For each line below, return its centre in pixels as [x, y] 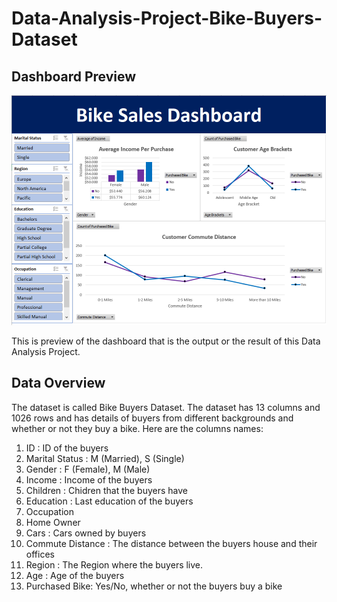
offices [40, 554]
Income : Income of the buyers [89, 479]
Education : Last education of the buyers [109, 501]
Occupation [49, 511]
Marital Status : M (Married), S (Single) [105, 458]
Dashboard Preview [74, 76]
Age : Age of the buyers [75, 575]
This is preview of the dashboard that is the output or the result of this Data [166, 341]
